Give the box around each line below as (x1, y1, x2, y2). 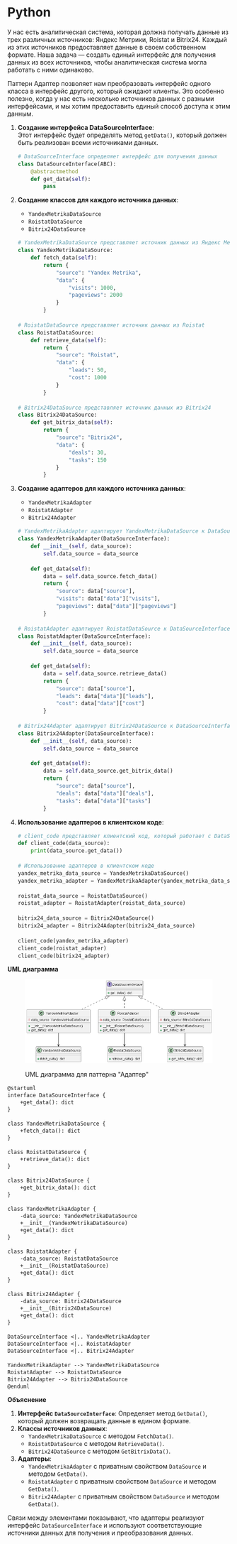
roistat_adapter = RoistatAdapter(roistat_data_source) (17, 900, 186, 907)
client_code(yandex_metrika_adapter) (17, 937, 129, 945)
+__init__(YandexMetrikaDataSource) (20, 1219, 129, 1227)
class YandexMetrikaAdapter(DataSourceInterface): (17, 535, 170, 543)
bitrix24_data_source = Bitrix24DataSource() (17, 915, 154, 922)
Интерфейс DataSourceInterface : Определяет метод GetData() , (17, 1409, 207, 1418)
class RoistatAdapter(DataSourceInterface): (17, 633, 151, 640)
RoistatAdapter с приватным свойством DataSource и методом (28, 1477, 216, 1486)
